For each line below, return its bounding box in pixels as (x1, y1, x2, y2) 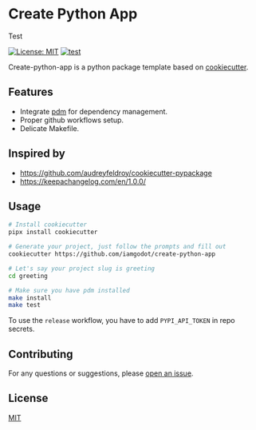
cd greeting (8, 272, 48, 280)
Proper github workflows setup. (19, 115, 124, 125)
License (8, 392, 49, 405)
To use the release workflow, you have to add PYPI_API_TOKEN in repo (8, 316, 235, 325)
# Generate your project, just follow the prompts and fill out (8, 243, 226, 251)
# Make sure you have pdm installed (8, 286, 130, 294)
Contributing (8, 347, 73, 360)
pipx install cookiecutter (8, 229, 98, 237)
